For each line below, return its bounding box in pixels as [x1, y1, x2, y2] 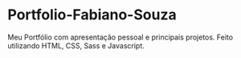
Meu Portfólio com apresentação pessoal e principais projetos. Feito [7, 32, 234, 42]
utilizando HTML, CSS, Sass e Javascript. [7, 40, 145, 50]
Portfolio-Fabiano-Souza [7, 6, 178, 24]
